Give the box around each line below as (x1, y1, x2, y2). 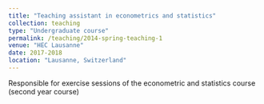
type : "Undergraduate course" (8, 26, 110, 34)
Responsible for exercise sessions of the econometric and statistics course (8, 78, 256, 88)
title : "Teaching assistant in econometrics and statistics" (8, 11, 217, 20)
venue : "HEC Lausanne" (8, 42, 84, 50)
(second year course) (8, 86, 80, 96)
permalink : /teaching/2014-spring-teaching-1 (8, 34, 162, 42)
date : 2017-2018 (8, 49, 62, 57)
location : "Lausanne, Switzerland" (8, 57, 127, 65)
